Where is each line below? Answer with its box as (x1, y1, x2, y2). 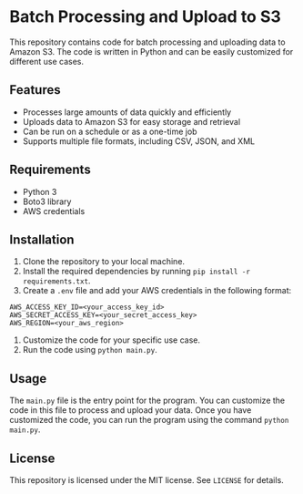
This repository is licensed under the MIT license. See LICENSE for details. (9, 475, 284, 485)
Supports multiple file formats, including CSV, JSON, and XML (22, 135, 256, 147)
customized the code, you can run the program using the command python (9, 415, 289, 426)
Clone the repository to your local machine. (22, 256, 185, 267)
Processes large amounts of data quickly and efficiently (22, 107, 232, 118)
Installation (9, 232, 75, 247)
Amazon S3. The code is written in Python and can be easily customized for (9, 46, 294, 57)
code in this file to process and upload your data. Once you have (9, 405, 252, 416)
